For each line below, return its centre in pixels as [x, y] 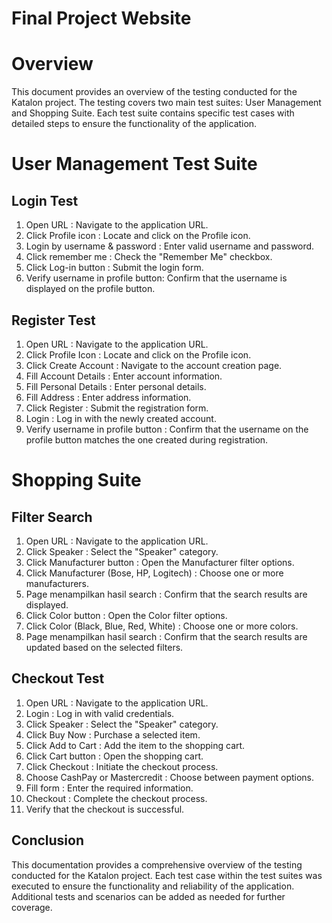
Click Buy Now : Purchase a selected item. [113, 734]
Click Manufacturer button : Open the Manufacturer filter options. [160, 562]
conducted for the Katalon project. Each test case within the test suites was [167, 875]
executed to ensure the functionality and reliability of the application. [153, 886]
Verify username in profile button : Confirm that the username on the [167, 429]
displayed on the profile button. [90, 289]
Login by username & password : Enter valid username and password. [170, 246]
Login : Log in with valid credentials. [100, 713]
